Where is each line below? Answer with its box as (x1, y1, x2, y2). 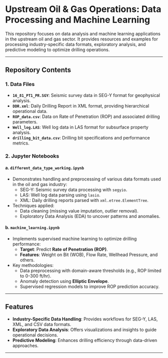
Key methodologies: (12, 262, 54, 268)
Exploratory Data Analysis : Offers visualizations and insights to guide (12, 326, 156, 332)
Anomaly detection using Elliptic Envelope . (19, 278, 109, 284)
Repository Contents (5, 66, 71, 74)
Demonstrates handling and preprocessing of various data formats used (12, 176, 161, 182)
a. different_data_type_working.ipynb (5, 165, 84, 171)
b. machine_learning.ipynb (5, 224, 60, 230)
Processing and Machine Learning (5, 14, 150, 25)
